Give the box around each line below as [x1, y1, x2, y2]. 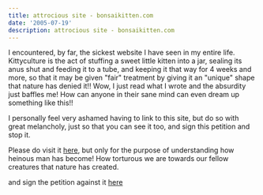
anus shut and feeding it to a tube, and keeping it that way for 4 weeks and [8, 65, 252, 74]
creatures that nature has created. [8, 163, 119, 172]
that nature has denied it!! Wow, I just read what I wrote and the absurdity [8, 81, 246, 91]
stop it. [8, 130, 31, 140]
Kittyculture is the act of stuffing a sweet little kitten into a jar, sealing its [8, 56, 242, 66]
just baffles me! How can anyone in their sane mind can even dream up [8, 90, 239, 99]
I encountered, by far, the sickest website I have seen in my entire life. [8, 48, 235, 58]
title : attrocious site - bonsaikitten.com [8, 11, 154, 20]
